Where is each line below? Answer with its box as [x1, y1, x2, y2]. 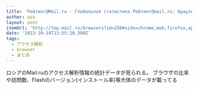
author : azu [6, 14, 35, 20]
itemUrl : [6, 25, 28, 31]
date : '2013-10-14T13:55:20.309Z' [6, 30, 91, 36]
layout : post [6, 19, 38, 25]
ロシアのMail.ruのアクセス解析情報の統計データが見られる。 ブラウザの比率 [6, 69, 190, 76]
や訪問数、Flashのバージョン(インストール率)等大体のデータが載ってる [6, 76, 178, 83]
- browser [11, 47, 35, 53]
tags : [6, 36, 19, 42]
